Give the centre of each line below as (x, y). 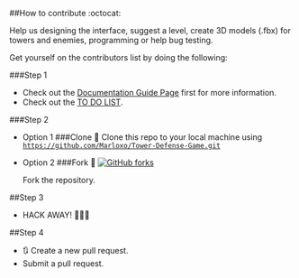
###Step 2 (29, 120)
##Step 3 (27, 197)
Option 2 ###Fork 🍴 (59, 162)
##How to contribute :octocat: (65, 13)
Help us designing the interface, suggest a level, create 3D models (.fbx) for (150, 30)
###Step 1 (28, 75)
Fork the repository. (59, 180)
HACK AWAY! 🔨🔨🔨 (56, 215)
